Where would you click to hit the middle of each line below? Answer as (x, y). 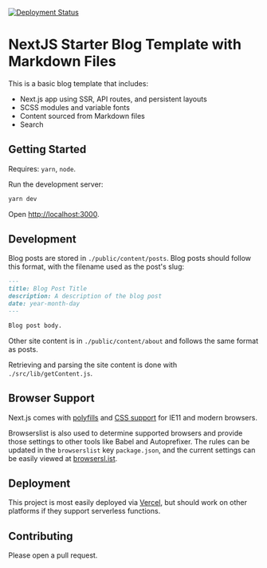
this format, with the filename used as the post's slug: (96, 266)
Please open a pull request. (53, 555)
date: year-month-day (44, 304)
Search (31, 124)
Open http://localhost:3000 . (54, 214)
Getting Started (47, 150)
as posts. (23, 349)
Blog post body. (35, 325)
